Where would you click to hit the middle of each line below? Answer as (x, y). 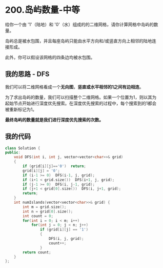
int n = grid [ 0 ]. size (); (48, 211)
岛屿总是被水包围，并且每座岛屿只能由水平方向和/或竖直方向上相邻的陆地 (79, 41)
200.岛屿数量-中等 (43, 10)
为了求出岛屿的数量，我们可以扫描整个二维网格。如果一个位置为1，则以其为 (81, 97)
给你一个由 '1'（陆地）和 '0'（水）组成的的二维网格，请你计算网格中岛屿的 (80, 24)
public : (13, 153)
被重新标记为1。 (21, 109)
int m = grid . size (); (45, 207)
